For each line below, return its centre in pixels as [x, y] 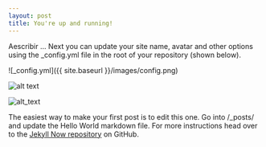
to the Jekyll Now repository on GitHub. [74, 134]
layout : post [30, 16]
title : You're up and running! [61, 23]
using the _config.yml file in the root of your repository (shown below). [125, 55]
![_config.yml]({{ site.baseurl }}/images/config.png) [93, 70]
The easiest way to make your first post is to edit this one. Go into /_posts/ [131, 116]
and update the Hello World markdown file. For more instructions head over [133, 125]
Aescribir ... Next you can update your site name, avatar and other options [131, 46]
